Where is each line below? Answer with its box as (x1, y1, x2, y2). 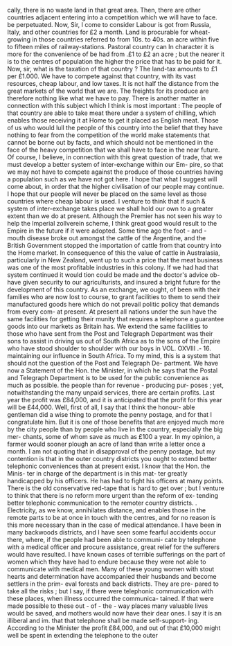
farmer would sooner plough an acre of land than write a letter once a (7, 440, 206, 448)
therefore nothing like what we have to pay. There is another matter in (7, 94, 206, 102)
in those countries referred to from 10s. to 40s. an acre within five (32, 35, 220, 44)
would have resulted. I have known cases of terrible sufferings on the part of (7, 550, 226, 558)
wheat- (190, 28, 211, 36)
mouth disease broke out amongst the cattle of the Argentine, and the (7, 234, 206, 242)
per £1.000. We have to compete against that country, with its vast (7, 72, 196, 80)
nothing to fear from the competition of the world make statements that (7, 131, 210, 139)
